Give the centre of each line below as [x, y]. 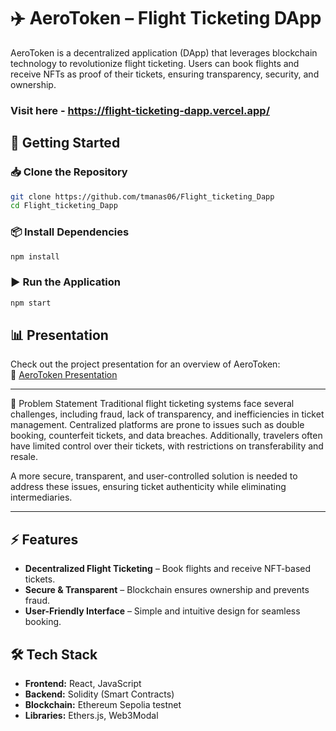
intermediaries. [41, 497]
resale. [24, 457]
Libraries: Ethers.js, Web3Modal [91, 716]
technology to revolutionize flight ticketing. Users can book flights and [155, 63]
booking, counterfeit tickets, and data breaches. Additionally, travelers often [166, 436]
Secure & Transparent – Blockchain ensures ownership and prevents [167, 590]
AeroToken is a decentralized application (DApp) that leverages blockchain [164, 52]
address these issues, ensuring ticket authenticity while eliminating [148, 487]
